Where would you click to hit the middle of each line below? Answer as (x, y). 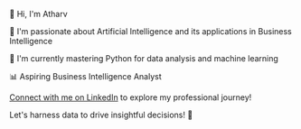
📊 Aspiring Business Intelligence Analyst (85, 76)
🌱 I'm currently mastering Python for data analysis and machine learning (144, 58)
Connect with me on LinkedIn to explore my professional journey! (131, 97)
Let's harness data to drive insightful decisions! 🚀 (101, 115)
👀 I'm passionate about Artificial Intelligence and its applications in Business (150, 31)
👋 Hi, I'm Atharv (38, 14)
